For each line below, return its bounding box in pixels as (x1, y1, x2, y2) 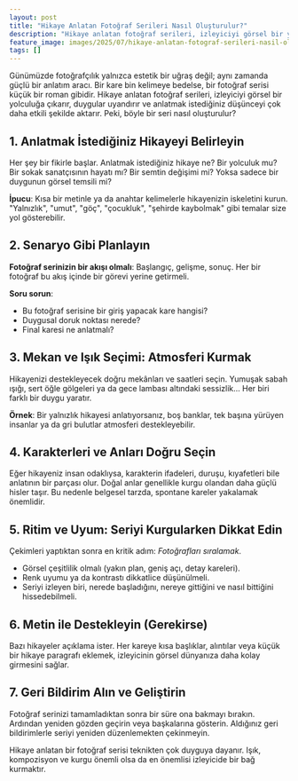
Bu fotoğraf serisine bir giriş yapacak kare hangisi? (21, 305, 208, 316)
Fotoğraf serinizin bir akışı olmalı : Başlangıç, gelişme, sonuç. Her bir (9, 261, 262, 272)
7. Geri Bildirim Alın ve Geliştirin (9, 685, 186, 700)
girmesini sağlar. (9, 659, 69, 670)
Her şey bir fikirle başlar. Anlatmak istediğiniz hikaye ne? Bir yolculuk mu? (9, 157, 278, 168)
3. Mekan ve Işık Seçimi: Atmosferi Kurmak (9, 350, 252, 365)
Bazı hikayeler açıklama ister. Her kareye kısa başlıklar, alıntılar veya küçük (9, 641, 281, 651)
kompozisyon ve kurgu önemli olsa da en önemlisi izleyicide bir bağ (9, 753, 255, 764)
